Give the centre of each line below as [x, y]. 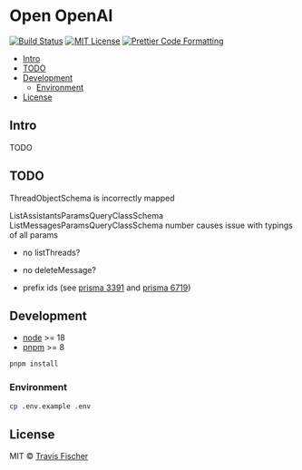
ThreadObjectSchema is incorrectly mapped [92, 198]
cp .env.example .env [50, 406]
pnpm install [34, 364]
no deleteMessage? [59, 269]
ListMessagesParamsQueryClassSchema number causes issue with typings [151, 225]
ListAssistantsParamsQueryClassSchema [87, 215]
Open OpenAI [61, 16]
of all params [34, 235]
